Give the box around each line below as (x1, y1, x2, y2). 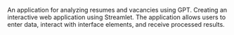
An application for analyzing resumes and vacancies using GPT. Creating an (7, 6, 228, 14)
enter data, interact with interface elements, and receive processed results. (7, 21, 225, 28)
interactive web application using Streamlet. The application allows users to (7, 13, 226, 21)
